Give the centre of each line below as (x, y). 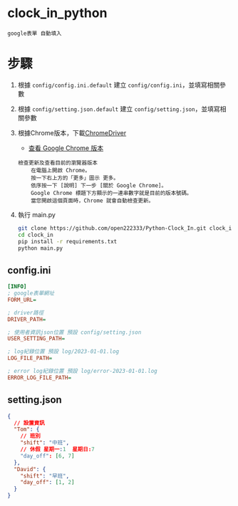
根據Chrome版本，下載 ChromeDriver (72, 132)
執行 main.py (36, 214)
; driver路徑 (26, 312)
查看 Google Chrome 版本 (66, 148)
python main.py (40, 248)
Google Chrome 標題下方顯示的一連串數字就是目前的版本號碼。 (112, 193)
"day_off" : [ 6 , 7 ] (47, 456)
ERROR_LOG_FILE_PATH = (40, 378)
